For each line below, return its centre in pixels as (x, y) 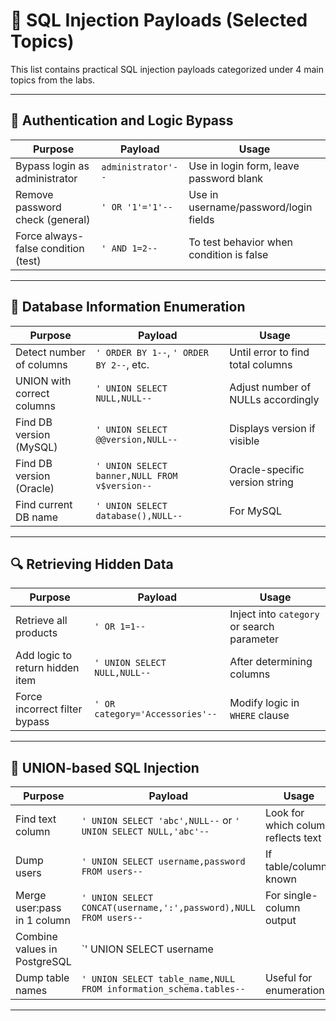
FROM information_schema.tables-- (163, 989)
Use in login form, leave (244, 166)
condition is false (228, 254)
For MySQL (256, 511)
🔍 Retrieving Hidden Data (92, 564)
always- (64, 236)
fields (201, 219)
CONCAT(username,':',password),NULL (168, 908)
